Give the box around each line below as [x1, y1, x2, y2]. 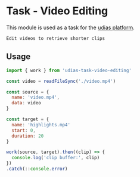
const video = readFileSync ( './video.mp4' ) [6, 78, 116, 84]
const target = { [6, 116, 49, 122]
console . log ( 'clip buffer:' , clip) [11, 155, 100, 161]
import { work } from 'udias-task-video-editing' [6, 67, 132, 73]
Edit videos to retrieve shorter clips [6, 35, 105, 41]
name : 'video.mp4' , [11, 94, 60, 101]
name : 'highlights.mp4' [11, 122, 70, 128]
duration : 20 [11, 133, 44, 139]
